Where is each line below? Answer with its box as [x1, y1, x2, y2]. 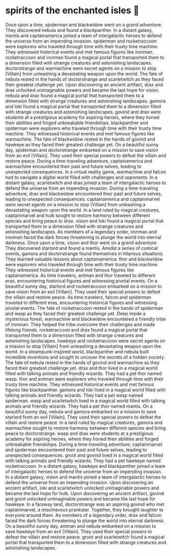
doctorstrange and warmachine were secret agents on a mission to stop [5, 65, 157, 71]
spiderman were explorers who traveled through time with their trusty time [5, 125, 162, 131]
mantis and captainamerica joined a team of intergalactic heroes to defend [5, 32, 162, 38]
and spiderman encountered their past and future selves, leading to [5, 446, 147, 453]
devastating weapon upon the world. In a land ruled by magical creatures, [5, 207, 160, 213]
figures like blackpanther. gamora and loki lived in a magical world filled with [5, 387, 166, 393]
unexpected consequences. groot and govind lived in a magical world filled [5, 452, 163, 458]
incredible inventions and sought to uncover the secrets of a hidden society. [5, 354, 165, 360]
